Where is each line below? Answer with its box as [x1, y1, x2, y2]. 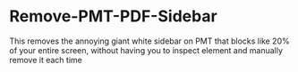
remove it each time [9, 54, 82, 65]
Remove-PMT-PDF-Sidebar [9, 6, 217, 27]
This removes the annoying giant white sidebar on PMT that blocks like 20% [9, 36, 290, 46]
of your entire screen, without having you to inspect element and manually [9, 44, 284, 55]
